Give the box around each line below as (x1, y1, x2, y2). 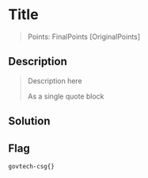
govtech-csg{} (8, 162, 55, 170)
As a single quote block (27, 91, 104, 101)
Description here (27, 75, 83, 85)
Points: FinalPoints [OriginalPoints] (27, 32, 141, 41)
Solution (8, 114, 51, 128)
